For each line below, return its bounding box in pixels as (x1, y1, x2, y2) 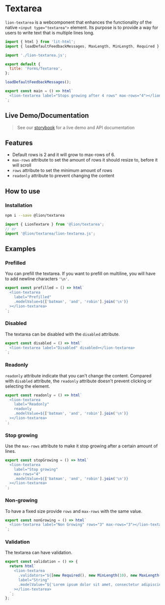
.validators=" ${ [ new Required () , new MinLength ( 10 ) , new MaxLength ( (18, 573, 162, 578)
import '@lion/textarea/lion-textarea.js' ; (5, 231, 96, 236)
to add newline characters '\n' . (5, 276, 69, 282)
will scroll (12, 162, 31, 168)
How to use (5, 187, 40, 195)
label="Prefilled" (14, 294, 52, 300)
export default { (5, 62, 41, 67)
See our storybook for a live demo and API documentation (17, 124, 135, 131)
